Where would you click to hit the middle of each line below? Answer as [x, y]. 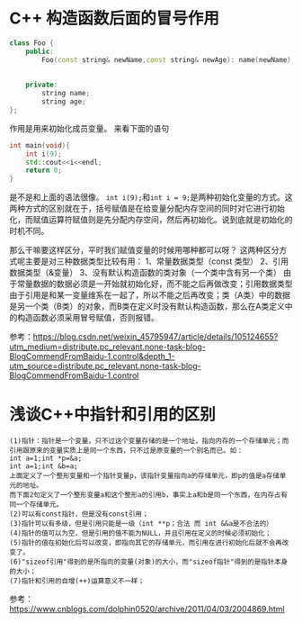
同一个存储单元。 [36, 505]
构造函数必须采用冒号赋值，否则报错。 [88, 318]
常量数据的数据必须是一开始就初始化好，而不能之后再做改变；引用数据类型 [155, 284]
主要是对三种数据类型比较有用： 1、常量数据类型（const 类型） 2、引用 [157, 261]
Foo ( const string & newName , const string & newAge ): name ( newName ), [169, 59]
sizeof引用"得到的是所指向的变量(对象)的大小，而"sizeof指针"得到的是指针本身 [157, 562]
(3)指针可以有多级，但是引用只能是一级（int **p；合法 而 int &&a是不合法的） [141, 524]
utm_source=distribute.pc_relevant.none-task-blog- [106, 366]
